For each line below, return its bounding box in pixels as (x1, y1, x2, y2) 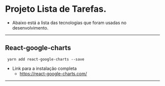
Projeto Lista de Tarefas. (5, 3, 107, 15)
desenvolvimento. (12, 25, 49, 30)
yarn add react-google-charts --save (7, 57, 84, 62)
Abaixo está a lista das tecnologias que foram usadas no (12, 20, 127, 26)
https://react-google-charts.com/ (19, 70, 87, 77)
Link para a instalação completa (12, 65, 77, 71)
